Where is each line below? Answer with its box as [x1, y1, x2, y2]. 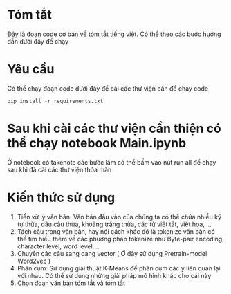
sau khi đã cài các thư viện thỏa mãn [7, 165, 112, 174]
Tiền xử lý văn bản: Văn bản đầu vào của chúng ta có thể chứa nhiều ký [17, 212, 222, 221]
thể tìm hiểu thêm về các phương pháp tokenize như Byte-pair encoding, [17, 235, 225, 243]
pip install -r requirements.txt [7, 98, 104, 104]
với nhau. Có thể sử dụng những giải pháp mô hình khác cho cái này [17, 271, 212, 279]
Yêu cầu [7, 62, 55, 77]
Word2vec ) [17, 257, 51, 265]
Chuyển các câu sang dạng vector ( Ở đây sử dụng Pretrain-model [17, 249, 207, 257]
